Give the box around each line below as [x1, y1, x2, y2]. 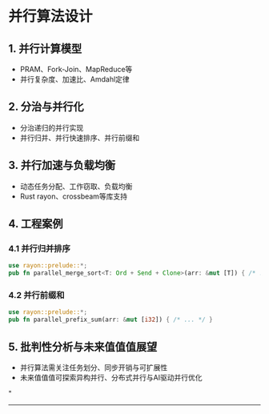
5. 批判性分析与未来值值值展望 [8, 340, 158, 353]
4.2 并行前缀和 [8, 289, 65, 300]
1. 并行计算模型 [8, 42, 82, 55]
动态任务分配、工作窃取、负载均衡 [19, 181, 133, 191]
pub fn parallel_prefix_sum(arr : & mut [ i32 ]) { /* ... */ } [8, 316, 214, 324]
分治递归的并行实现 [19, 123, 84, 132]
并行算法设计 [8, 7, 94, 26]
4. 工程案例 [8, 217, 63, 231]
